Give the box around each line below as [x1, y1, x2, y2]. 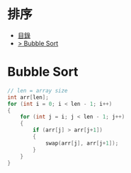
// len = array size [7, 87, 69, 94]
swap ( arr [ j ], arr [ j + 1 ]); [45, 139, 119, 147]
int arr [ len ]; [7, 93, 50, 101]
